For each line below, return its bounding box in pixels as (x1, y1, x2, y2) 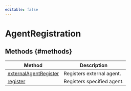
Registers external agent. (63, 70, 121, 77)
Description (80, 62, 108, 69)
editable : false (5, 7, 38, 12)
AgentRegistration (5, 28, 82, 39)
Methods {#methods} (5, 47, 72, 56)
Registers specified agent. (63, 78, 124, 85)
